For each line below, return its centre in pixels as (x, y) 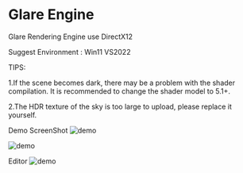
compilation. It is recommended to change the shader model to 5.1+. (120, 91)
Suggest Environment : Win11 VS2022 (69, 52)
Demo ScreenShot (38, 130)
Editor (18, 161)
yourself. (23, 115)
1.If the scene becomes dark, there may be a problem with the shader (122, 83)
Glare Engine (51, 15)
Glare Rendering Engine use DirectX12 (71, 37)
